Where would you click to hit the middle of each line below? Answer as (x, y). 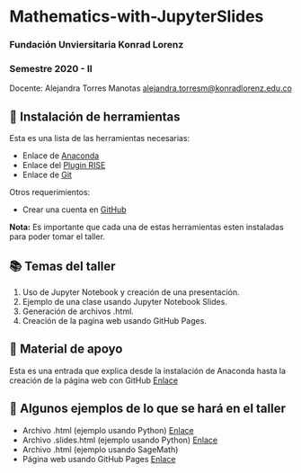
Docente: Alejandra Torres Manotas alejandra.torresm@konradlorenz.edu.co (150, 88)
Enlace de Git (47, 175)
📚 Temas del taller (62, 266)
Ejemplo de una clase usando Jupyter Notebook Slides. (124, 302)
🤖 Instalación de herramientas (95, 116)
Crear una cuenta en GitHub (74, 210)
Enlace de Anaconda (61, 156)
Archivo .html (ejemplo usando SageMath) (100, 449)
